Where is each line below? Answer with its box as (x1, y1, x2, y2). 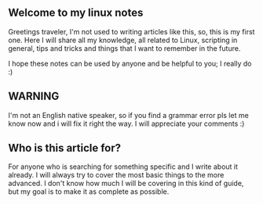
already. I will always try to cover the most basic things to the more (8, 170, 225, 180)
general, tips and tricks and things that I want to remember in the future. (8, 43, 241, 53)
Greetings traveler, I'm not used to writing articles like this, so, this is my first (8, 27, 255, 36)
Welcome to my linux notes (8, 6, 144, 20)
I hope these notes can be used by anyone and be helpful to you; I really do (8, 59, 252, 68)
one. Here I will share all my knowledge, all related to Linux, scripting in (8, 35, 238, 45)
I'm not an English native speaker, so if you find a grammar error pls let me (8, 110, 249, 120)
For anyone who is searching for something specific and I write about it (8, 162, 238, 171)
